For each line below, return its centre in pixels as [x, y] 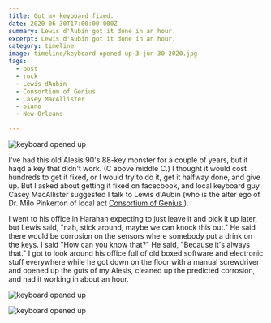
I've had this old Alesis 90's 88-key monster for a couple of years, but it [128, 160]
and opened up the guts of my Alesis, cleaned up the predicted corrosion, [132, 270]
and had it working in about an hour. [69, 279]
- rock [27, 76]
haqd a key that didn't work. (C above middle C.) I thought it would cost [128, 168]
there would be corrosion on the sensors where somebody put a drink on [131, 236]
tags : [17, 62]
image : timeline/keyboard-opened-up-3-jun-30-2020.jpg [103, 54]
